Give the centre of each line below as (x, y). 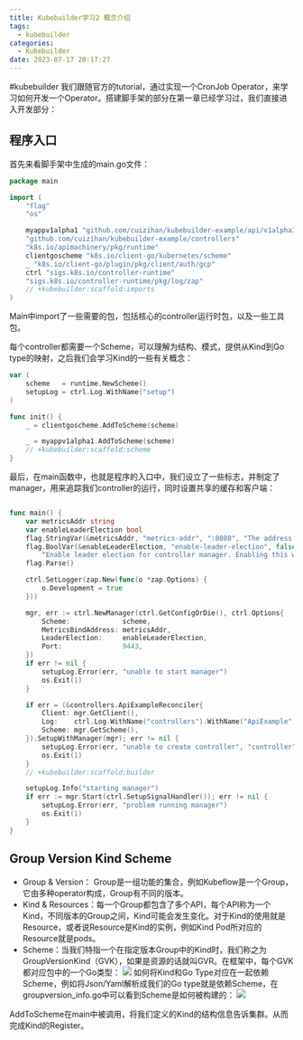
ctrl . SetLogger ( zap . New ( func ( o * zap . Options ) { (116, 580)
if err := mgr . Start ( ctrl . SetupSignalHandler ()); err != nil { (147, 797)
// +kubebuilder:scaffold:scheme (88, 450)
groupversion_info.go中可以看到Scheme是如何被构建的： (129, 995)
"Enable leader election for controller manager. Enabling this (165, 555)
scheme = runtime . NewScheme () (86, 384)
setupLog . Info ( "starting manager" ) (92, 789)
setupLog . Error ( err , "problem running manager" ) (135, 806)
